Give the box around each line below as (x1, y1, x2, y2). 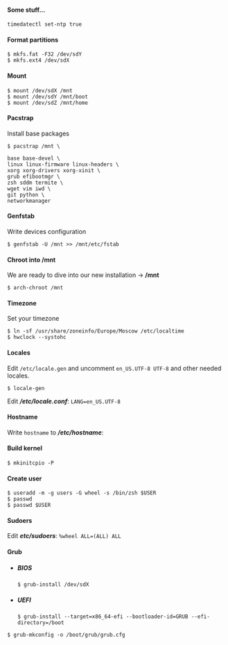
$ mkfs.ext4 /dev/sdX (7, 57, 70, 64)
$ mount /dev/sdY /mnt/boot (7, 93, 89, 100)
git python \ (7, 191, 45, 198)
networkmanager (7, 197, 51, 204)
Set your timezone (7, 315, 60, 323)
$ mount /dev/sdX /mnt (7, 87, 73, 94)
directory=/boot (17, 619, 64, 626)
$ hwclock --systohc (7, 334, 67, 341)
